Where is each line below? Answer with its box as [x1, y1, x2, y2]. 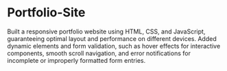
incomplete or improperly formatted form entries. [7, 56, 146, 64]
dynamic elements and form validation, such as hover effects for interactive [7, 42, 221, 50]
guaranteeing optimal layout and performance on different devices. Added [7, 34, 217, 42]
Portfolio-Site [7, 5, 86, 20]
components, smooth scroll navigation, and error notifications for [7, 49, 191, 57]
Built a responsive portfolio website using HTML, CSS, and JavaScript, [7, 27, 206, 35]
